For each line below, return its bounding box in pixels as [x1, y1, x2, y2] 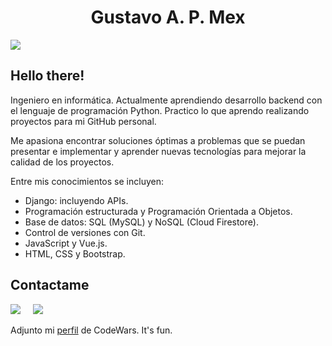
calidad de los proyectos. [10, 156, 115, 168]
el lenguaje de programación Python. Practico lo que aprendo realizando [10, 104, 310, 116]
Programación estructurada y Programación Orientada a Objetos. [24, 205, 293, 217]
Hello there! [10, 67, 85, 85]
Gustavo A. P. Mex [90, 6, 246, 29]
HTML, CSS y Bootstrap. [24, 247, 126, 260]
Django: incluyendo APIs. [24, 194, 129, 206]
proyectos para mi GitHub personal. [10, 115, 157, 127]
